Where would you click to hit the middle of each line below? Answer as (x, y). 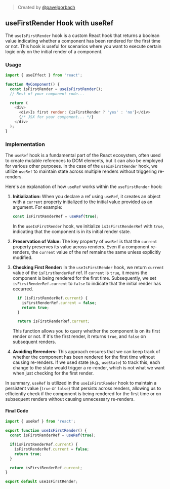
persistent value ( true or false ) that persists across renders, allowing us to (83, 388)
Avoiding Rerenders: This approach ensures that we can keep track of (86, 352)
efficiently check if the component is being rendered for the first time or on (83, 394)
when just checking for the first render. (53, 373)
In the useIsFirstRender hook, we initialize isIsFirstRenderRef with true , (88, 226)
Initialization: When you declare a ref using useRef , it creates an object (87, 197)
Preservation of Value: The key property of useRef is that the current (85, 241)
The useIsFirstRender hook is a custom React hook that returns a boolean (82, 35)
